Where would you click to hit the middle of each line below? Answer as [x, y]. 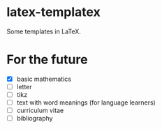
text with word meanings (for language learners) [86, 103]
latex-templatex [53, 12]
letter [24, 86]
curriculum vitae [40, 111]
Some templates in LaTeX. [44, 31]
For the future [47, 60]
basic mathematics [44, 79]
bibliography [35, 119]
